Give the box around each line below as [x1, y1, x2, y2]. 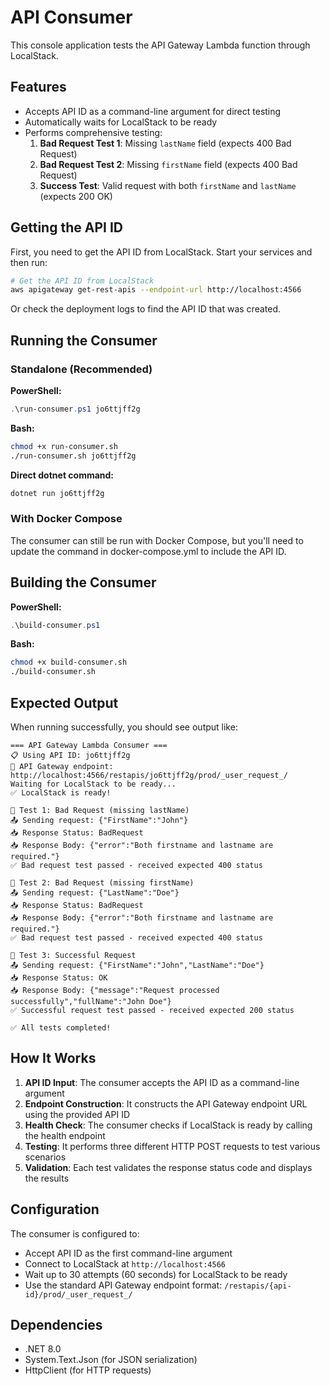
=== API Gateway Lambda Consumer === [10, 741, 168, 751]
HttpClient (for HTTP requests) [24, 1364, 152, 1376]
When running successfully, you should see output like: [10, 721, 238, 733]
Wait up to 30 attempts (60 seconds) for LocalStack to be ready [24, 1268, 288, 1280]
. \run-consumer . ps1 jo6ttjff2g [10, 404, 141, 414]
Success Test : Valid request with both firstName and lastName [39, 179, 297, 191]
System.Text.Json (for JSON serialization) [24, 1354, 198, 1366]
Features [10, 79, 67, 96]
